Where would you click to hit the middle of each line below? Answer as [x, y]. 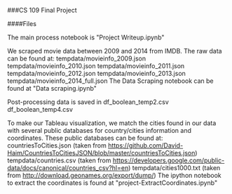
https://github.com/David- [145, 145]
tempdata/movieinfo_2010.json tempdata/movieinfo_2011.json [96, 66]
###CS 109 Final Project [42, 10]
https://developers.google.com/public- [169, 160]
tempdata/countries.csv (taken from [59, 160]
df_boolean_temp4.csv [40, 109]
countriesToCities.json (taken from [57, 145]
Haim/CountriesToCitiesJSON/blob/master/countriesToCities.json [101, 153]
